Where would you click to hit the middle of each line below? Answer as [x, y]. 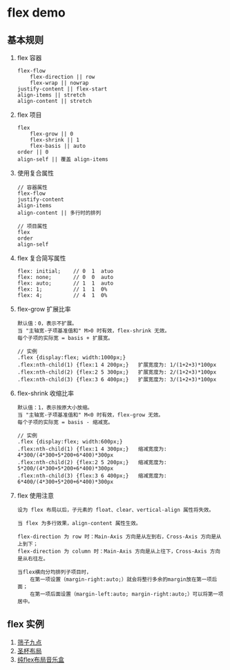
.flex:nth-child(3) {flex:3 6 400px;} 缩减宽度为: [92, 476]
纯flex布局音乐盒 [40, 659]
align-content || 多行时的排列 [59, 213]
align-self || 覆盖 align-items [63, 160]
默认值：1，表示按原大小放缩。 [55, 408]
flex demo [36, 13]
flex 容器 [29, 58]
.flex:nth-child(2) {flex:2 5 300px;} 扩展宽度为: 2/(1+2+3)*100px [117, 372]
